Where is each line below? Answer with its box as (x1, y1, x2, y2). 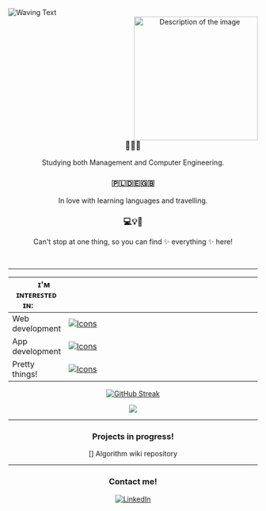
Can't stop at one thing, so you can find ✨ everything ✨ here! (32, 237, 234, 246)
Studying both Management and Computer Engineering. (41, 158, 225, 167)
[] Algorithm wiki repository (88, 449, 178, 459)
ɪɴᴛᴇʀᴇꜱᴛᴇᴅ (16, 289, 57, 300)
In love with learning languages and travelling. (58, 196, 208, 205)
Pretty (12, 358, 36, 369)
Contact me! (108, 476, 158, 487)
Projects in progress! (92, 431, 174, 442)
